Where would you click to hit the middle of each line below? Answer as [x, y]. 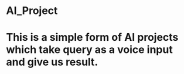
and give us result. [52, 62]
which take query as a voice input [89, 50]
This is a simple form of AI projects [92, 38]
